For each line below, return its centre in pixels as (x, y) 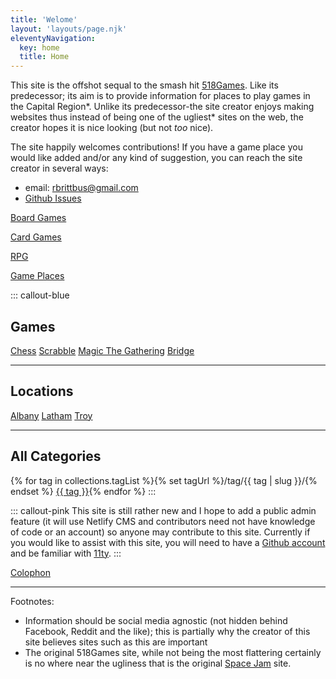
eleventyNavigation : (53, 38)
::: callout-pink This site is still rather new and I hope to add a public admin (163, 510)
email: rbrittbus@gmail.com (81, 188)
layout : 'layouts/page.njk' (69, 29)
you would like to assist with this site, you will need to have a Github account (168, 542)
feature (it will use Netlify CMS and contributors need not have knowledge (163, 521)
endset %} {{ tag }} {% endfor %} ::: (83, 491)
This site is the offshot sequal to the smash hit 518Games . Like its (144, 85)
